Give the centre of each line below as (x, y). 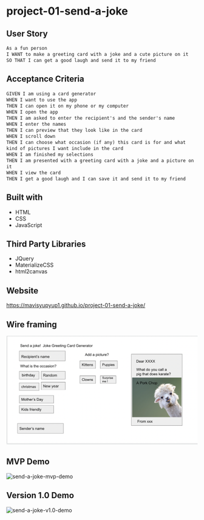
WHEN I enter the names (36, 124)
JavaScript (29, 225)
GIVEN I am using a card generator (51, 94)
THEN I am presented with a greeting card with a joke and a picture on (100, 160)
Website (22, 291)
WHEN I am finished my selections (50, 154)
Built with (25, 198)
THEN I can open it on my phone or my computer (68, 106)
